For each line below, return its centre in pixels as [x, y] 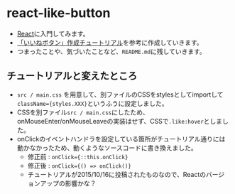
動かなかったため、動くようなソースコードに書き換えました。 [107, 148]
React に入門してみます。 [53, 33]
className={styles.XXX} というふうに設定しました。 [92, 103]
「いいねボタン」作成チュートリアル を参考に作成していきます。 [110, 42]
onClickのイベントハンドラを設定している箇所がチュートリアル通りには [121, 139]
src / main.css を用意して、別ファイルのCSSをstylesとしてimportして [120, 95]
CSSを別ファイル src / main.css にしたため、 [83, 112]
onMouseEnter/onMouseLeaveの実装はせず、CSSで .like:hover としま [120, 121]
